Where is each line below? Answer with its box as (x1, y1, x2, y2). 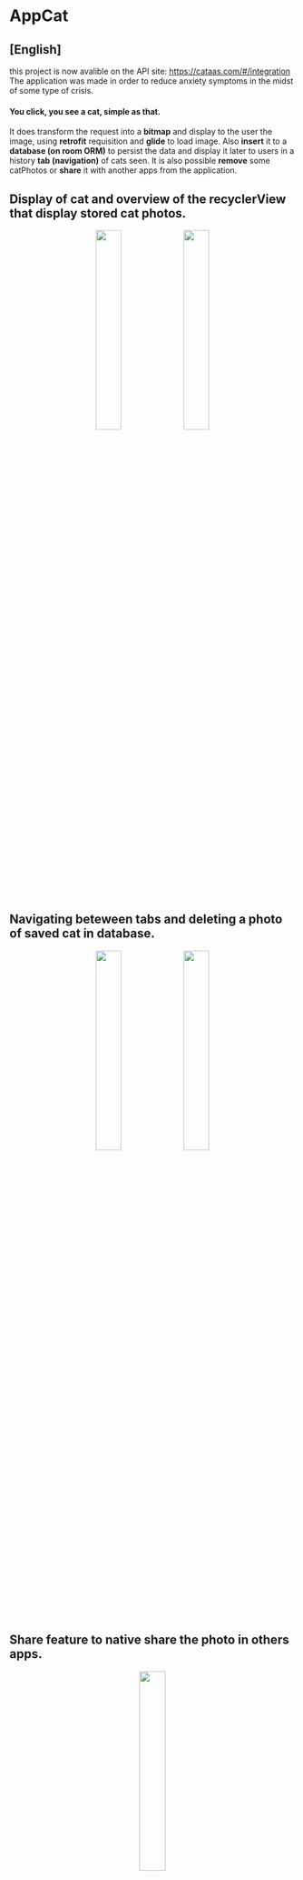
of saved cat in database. (9, 925, 156, 942)
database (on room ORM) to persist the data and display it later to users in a (9, 146, 295, 157)
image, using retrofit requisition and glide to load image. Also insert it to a (9, 136, 288, 147)
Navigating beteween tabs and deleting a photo (9, 912, 283, 927)
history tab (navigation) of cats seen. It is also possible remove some (9, 156, 270, 167)
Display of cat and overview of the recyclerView (9, 191, 287, 207)
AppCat (9, 5, 69, 26)
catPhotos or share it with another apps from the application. (9, 165, 238, 176)
